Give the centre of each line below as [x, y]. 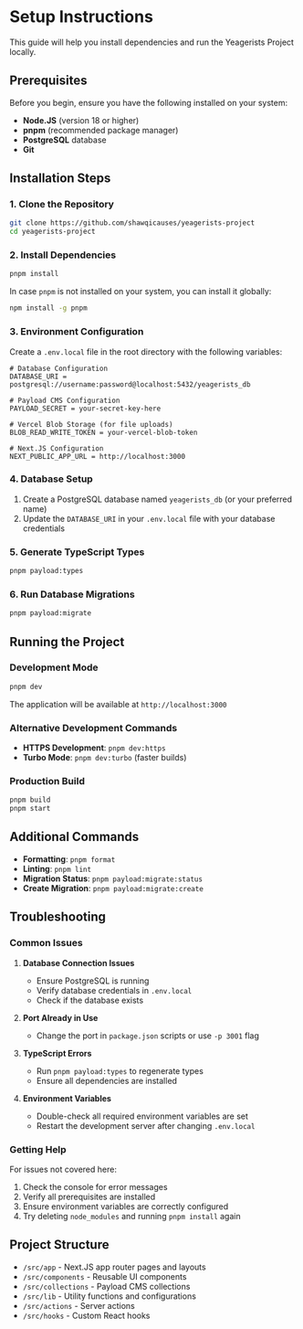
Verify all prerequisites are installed [89, 1196]
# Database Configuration [58, 368]
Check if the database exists [90, 1000]
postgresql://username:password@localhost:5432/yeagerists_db [130, 384]
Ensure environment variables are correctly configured [125, 1206]
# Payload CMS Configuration [65, 400]
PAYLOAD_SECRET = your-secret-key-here [85, 409]
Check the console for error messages [95, 1186]
